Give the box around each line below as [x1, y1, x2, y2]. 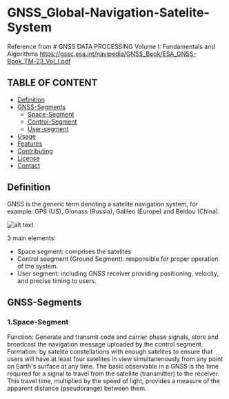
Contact [17, 161, 40, 170]
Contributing [17, 146, 53, 155]
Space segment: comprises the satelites [17, 247, 132, 255]
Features [17, 139, 43, 148]
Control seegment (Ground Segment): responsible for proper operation [17, 254, 219, 263]
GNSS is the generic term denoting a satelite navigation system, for [7, 199, 199, 208]
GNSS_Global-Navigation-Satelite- [7, 5, 210, 21]
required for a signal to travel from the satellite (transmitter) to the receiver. [7, 369, 220, 378]
